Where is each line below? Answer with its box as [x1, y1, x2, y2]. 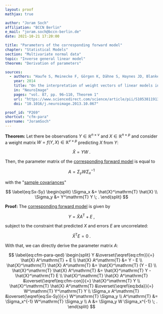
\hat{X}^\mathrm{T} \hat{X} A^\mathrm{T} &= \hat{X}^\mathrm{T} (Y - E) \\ [6, 262, 157, 268]
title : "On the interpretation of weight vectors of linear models [14, 83, 153, 88]
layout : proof [5, 7, 34, 12]
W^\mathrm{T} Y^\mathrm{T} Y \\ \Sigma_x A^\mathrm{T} [23, 288, 140, 294]
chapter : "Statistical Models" [5, 47, 68, 52]
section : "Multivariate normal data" [5, 52, 81, 56]
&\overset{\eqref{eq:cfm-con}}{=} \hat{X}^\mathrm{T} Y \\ [22, 278, 141, 284]
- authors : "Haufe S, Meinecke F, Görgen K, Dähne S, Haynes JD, [9, 74, 145, 79]
